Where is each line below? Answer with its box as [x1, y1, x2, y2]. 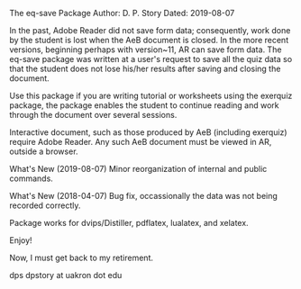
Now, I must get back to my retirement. [9, 252, 154, 263]
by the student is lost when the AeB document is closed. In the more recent [9, 35, 289, 45]
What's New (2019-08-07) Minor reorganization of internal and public [9, 164, 268, 174]
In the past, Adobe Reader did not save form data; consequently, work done [9, 25, 291, 35]
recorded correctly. [9, 200, 81, 211]
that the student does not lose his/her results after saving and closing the [9, 63, 281, 74]
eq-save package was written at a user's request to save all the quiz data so [9, 54, 293, 64]
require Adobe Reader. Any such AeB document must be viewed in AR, [9, 137, 272, 147]
